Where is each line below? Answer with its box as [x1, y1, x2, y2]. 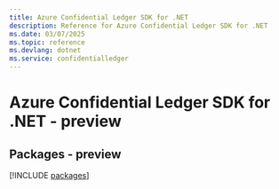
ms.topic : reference [9, 37, 86, 47]
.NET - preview [9, 112, 122, 131]
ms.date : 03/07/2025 [9, 29, 86, 38]
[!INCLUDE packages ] [9, 170, 90, 180]
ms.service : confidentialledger [9, 54, 129, 63]
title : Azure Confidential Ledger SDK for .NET [9, 12, 189, 22]
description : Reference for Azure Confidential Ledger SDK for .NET [9, 21, 268, 30]
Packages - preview [9, 146, 122, 161]
